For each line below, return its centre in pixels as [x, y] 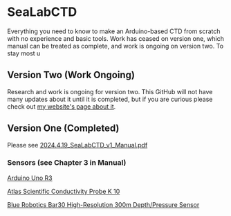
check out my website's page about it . [62, 106]
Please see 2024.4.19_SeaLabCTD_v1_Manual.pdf [77, 145]
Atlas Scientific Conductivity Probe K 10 [64, 191]
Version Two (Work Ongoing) [71, 75]
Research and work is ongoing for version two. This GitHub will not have [110, 91]
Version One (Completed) [63, 128]
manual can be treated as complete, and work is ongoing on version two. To [115, 46]
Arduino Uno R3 [30, 178]
